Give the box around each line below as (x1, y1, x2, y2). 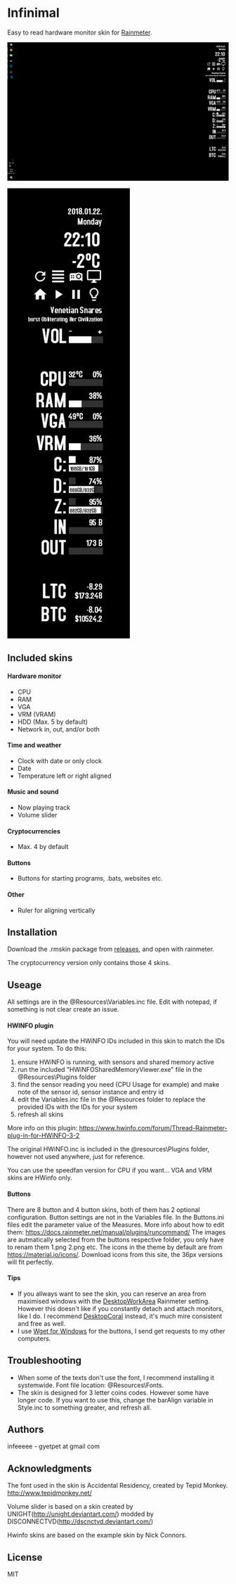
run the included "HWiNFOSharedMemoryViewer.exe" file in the (17, 1066, 202, 1074)
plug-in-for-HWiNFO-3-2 (7, 1131, 80, 1140)
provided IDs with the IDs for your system (17, 1103, 138, 1111)
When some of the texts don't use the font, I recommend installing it (17, 1373, 214, 1381)
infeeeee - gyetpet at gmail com (7, 1442, 100, 1450)
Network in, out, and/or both (17, 724, 100, 733)
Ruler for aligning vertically (17, 906, 96, 914)
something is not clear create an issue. (7, 1005, 119, 1014)
